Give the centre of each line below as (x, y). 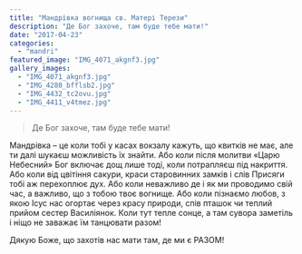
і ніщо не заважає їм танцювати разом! (85, 222)
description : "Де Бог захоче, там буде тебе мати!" (109, 26)
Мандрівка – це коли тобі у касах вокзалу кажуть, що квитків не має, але (151, 145)
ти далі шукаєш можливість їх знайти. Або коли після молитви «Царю (145, 155)
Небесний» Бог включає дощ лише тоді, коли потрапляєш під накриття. (149, 165)
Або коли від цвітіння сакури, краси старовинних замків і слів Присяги (147, 174)
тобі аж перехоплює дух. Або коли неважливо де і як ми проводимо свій (151, 184)
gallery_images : (40, 69)
